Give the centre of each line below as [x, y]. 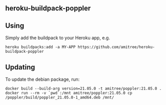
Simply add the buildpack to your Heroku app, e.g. [58, 38]
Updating [20, 67]
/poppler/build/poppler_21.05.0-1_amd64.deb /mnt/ [60, 98]
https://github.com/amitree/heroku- [116, 47]
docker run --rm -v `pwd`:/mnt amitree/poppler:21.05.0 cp [69, 93]
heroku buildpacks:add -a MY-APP [40, 47]
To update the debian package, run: [43, 79]
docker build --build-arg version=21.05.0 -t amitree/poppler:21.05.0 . [84, 89]
